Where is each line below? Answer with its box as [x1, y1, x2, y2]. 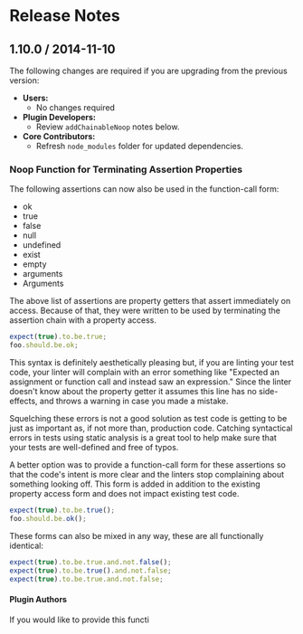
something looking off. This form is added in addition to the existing [9, 478, 260, 489]
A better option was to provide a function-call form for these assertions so [9, 459, 287, 470]
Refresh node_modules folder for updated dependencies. [35, 141, 244, 151]
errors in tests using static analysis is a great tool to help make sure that [9, 432, 278, 443]
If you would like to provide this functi [9, 614, 149, 625]
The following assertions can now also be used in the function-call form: [9, 184, 279, 194]
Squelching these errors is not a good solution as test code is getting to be [9, 413, 288, 424]
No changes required [35, 102, 116, 113]
